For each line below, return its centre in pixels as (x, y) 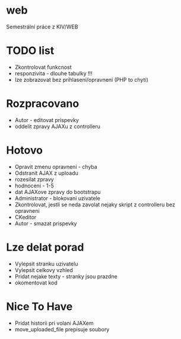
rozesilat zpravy (34, 179)
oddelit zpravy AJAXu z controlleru (58, 126)
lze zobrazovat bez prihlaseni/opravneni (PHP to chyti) (81, 79)
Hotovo (25, 150)
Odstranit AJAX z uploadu (47, 173)
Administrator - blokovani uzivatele (58, 198)
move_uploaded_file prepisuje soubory (62, 329)
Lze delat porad (45, 247)
